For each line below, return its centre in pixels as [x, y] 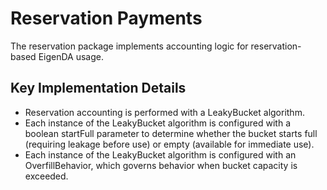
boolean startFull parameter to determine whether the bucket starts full [171, 133]
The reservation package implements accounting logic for [129, 46]
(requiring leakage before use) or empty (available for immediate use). [169, 144]
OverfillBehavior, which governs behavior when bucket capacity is [161, 165]
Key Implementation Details [98, 88]
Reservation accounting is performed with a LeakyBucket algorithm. [164, 112]
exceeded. [46, 176]
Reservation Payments [106, 18]
